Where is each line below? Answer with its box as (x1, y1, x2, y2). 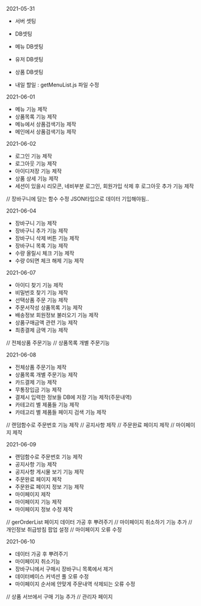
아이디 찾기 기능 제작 (14, 281, 64, 289)
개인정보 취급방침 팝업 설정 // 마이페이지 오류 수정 (6, 526, 122, 533)
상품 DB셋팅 (14, 68, 44, 76)
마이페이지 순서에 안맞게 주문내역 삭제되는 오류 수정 (14, 580, 136, 587)
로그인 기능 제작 (14, 152, 52, 160)
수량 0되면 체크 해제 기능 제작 (14, 257, 84, 264)
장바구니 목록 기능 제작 (14, 242, 68, 249)
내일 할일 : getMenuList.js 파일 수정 (14, 81, 100, 88)
